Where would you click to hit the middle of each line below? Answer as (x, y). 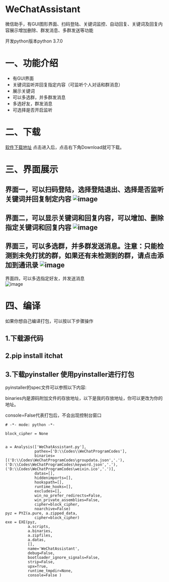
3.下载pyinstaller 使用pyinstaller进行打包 (70, 374)
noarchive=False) (53, 509)
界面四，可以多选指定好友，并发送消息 (45, 278)
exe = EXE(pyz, (21, 522)
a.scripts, (39, 527)
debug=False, (41, 553)
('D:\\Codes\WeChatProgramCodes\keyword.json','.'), (62, 465)
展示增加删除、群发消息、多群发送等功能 (51, 30)
